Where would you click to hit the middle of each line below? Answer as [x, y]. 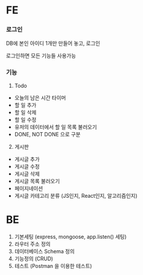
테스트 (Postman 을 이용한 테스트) [53, 266]
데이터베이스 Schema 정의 [44, 251]
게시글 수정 [27, 166]
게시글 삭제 [27, 174]
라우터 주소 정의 [32, 244]
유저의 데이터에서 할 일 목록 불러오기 [56, 127]
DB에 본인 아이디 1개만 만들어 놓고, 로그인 [53, 43]
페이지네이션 [29, 188]
